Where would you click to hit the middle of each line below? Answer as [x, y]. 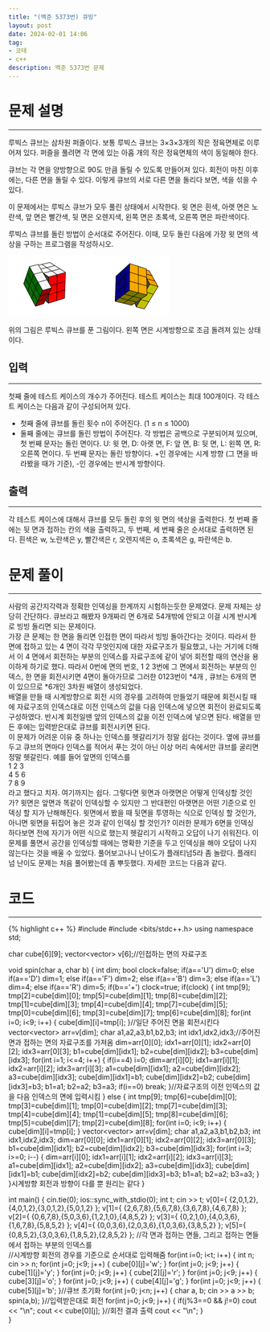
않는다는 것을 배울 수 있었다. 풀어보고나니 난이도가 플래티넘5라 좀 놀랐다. [122, 853]
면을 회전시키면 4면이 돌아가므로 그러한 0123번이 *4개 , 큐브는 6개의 [141, 677]
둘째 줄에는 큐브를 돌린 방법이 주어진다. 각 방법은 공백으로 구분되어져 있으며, [139, 433]
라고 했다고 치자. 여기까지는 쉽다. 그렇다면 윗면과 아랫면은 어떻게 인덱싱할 [123, 793]
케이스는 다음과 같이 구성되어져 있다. [74, 406]
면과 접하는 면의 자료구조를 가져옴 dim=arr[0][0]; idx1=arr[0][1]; [110, 1043]
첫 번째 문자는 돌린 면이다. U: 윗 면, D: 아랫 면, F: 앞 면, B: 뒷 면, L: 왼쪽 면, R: [140, 443]
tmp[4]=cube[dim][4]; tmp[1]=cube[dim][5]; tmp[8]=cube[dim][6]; [119, 1114]
